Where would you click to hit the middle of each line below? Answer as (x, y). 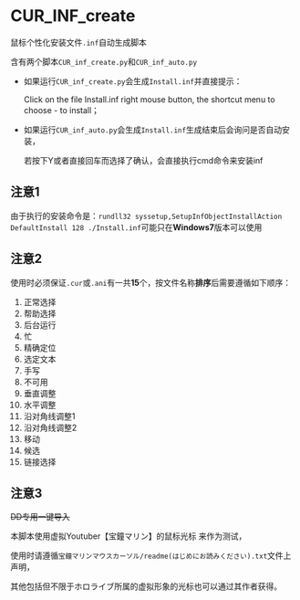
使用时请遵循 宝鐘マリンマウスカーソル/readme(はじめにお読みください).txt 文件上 (151, 556)
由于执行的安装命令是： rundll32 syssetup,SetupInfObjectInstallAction (146, 216)
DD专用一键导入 (41, 517)
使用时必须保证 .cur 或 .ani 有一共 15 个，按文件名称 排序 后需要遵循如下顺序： (151, 282)
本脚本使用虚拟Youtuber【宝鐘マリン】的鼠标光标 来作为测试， (129, 536)
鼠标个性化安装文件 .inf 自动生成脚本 (78, 42)
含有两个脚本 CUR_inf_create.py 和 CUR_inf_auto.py (104, 61)
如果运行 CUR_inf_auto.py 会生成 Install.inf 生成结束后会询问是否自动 (152, 130)
